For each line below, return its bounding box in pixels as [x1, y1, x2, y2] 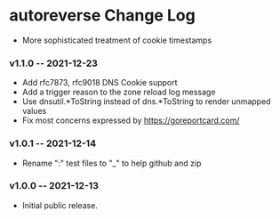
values [21, 106, 47, 117]
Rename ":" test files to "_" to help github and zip [21, 158, 202, 168]
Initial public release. [21, 199, 98, 210]
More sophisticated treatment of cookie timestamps [21, 35, 212, 45]
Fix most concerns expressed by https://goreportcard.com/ [21, 115, 240, 126]
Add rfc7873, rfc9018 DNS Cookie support [21, 77, 178, 88]
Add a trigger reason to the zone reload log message [21, 86, 216, 98]
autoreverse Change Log [9, 5, 196, 26]
